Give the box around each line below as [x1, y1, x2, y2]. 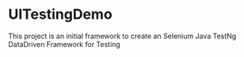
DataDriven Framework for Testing [8, 39, 120, 48]
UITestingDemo [8, 5, 112, 23]
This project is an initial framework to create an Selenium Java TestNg [8, 31, 237, 41]
